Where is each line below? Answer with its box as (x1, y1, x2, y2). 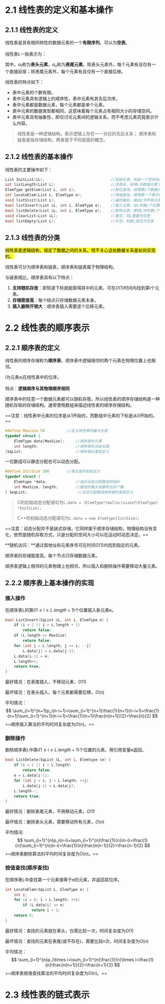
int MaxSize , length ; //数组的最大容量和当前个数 (14, 485, 124, 490)
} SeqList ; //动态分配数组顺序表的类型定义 (5, 489, 134, 495)
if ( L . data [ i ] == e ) (23, 903, 65, 907)
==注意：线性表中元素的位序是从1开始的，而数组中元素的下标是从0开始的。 (5, 413, 158, 419)
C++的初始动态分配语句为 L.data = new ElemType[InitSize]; (17, 515, 140, 521)
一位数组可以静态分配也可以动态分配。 (5, 458, 82, 464)
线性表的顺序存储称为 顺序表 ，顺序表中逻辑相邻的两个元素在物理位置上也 (5, 357, 151, 363)
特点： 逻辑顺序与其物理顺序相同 (5, 386, 70, 391)
